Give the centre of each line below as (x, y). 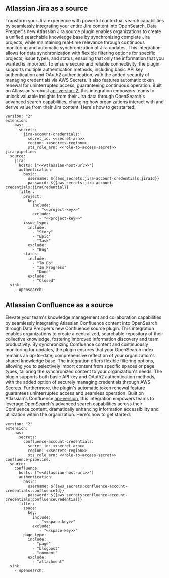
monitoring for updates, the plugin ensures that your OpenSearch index (79, 349)
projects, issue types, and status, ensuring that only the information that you (85, 58)
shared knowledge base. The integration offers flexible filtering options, (80, 361)
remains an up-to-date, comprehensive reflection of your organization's (80, 355)
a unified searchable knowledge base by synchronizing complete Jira (78, 37)
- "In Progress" (49, 267)
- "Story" (43, 232)
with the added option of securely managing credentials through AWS (78, 382)
